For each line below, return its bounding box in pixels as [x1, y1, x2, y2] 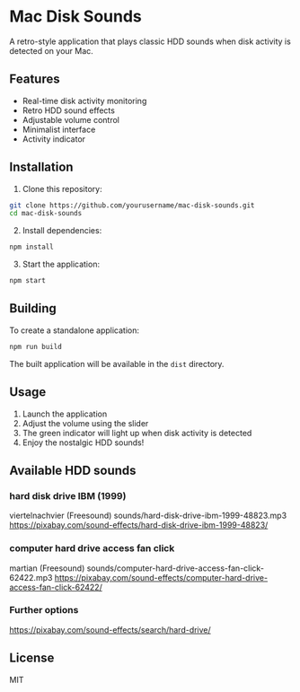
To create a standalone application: [9, 325, 140, 336]
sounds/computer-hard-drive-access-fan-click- [86, 563, 265, 574]
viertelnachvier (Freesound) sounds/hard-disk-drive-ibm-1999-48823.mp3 [9, 510, 287, 521]
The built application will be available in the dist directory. [9, 358, 225, 369]
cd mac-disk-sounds [9, 209, 83, 218]
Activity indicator [22, 133, 86, 145]
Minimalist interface [22, 124, 96, 135]
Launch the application [22, 408, 108, 419]
